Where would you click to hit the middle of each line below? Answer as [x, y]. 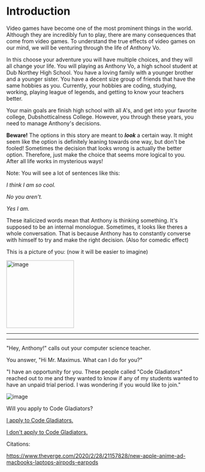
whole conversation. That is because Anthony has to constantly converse [99, 233]
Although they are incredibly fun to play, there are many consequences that [101, 34]
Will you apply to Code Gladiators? [50, 408]
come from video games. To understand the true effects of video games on [101, 41]
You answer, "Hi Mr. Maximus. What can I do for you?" [74, 360]
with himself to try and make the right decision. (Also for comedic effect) [98, 240]
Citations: [18, 444]
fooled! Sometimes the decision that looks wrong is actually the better [94, 148]
